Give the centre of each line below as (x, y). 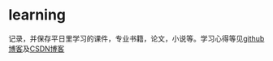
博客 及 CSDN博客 (37, 48)
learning (37, 15)
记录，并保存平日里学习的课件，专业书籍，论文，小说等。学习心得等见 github (136, 38)
